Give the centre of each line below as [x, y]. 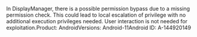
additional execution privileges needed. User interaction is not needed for [97, 21]
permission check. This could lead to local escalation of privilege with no [96, 15]
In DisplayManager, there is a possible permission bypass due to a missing [98, 9]
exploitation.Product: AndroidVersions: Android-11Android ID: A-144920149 [99, 27]
